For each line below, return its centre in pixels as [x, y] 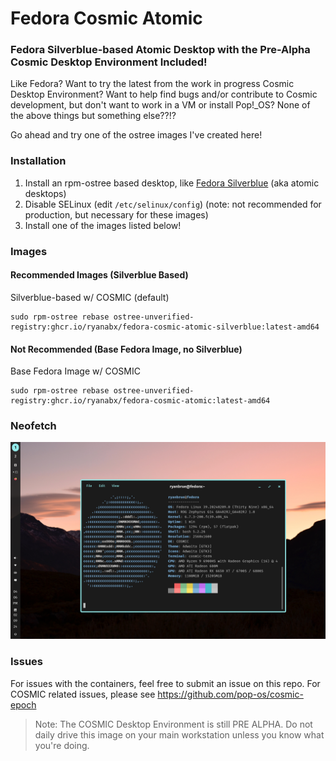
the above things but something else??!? [93, 116]
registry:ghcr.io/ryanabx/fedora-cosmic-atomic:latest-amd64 [140, 401]
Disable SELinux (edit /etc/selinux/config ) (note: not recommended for [173, 204]
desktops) [45, 193]
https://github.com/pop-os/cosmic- [230, 694]
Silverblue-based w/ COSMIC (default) [90, 297]
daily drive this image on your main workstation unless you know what [179, 734]
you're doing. [62, 745]
